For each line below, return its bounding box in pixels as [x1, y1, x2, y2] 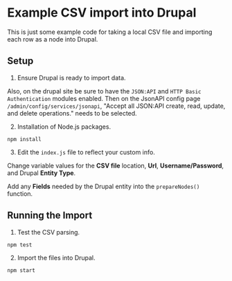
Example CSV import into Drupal [7, 5, 197, 21]
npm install [7, 136, 42, 143]
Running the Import [7, 210, 93, 221]
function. [7, 189, 33, 198]
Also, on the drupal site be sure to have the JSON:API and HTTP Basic [7, 87, 202, 95]
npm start [7, 266, 36, 274]
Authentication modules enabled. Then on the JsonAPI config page [7, 94, 201, 102]
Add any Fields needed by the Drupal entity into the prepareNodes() [7, 182, 200, 190]
